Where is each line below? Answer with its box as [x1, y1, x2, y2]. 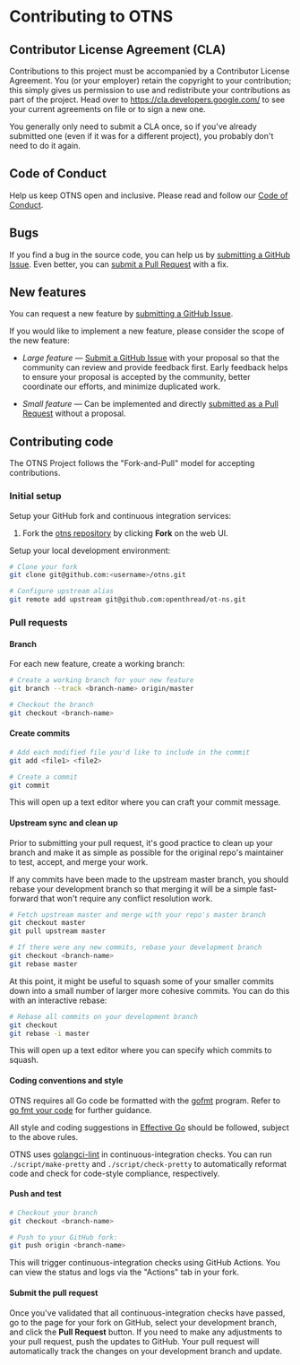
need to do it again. [9, 141, 81, 151]
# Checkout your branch [9, 1208, 99, 1217]
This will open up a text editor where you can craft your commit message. [9, 797, 281, 808]
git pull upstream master [9, 927, 106, 936]
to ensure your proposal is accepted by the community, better [21, 372, 251, 383]
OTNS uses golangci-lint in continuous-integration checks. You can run [9, 1149, 272, 1160]
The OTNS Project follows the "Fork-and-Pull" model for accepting [9, 458, 255, 469]
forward [9, 893, 39, 903]
